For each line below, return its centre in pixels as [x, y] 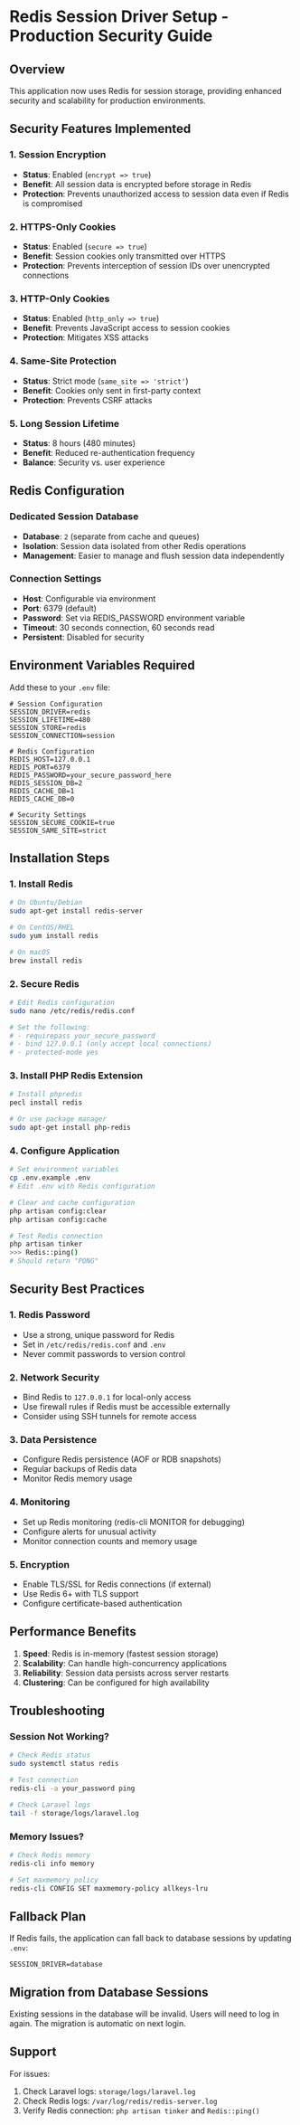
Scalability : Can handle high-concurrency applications [125, 1663]
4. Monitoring [40, 1502]
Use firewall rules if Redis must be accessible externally [126, 1406]
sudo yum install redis [54, 935]
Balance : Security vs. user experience [94, 462]
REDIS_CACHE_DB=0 [42, 799]
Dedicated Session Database [74, 517]
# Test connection [44, 1780]
